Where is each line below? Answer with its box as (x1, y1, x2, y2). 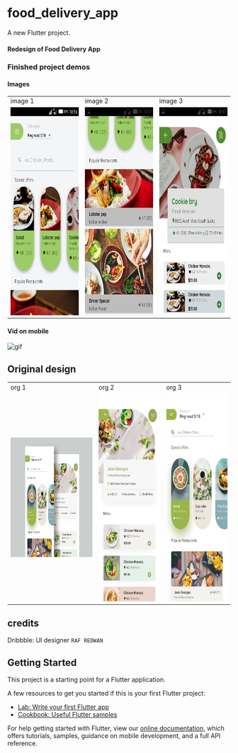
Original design (7, 363, 76, 375)
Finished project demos (7, 62, 91, 72)
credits (7, 618, 40, 630)
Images (7, 80, 30, 89)
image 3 (159, 97, 183, 106)
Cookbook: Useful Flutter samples (17, 710, 118, 719)
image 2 (84, 97, 109, 106)
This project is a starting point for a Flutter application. (7, 675, 166, 684)
